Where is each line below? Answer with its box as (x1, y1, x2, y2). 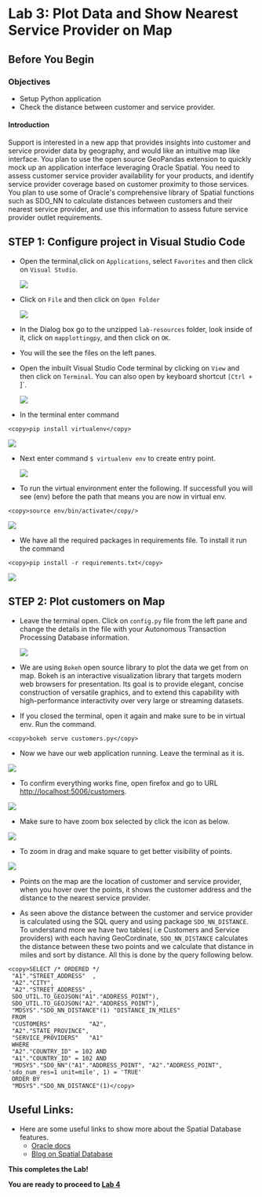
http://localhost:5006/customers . (19, 786, 127, 796)
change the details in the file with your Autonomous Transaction (19, 624, 227, 633)
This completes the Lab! (8, 1164, 89, 1173)
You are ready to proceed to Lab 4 (8, 1179, 121, 1189)
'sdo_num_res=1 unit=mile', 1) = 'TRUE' (8, 1068, 143, 1076)
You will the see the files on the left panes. (19, 348, 157, 357)
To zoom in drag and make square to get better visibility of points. (19, 846, 233, 856)
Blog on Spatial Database (31, 1149, 113, 1159)
